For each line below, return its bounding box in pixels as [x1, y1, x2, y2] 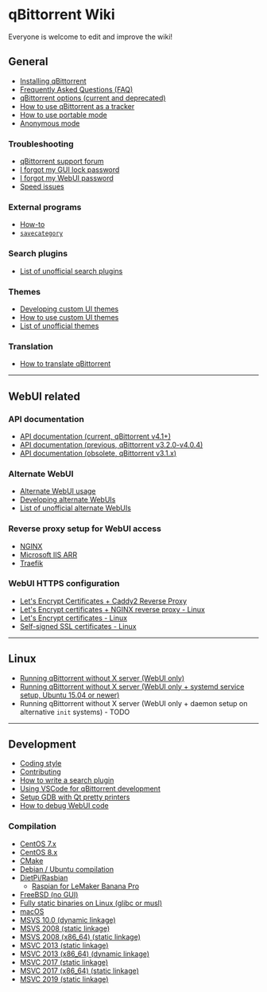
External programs [8, 201, 82, 213]
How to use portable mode [19, 110, 107, 119]
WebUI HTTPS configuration [8, 578, 120, 589]
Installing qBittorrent [19, 76, 87, 85]
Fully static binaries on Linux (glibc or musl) [19, 898, 163, 908]
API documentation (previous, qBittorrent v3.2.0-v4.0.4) [19, 439, 203, 449]
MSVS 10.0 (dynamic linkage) [19, 915, 117, 924]
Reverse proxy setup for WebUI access [8, 523, 161, 534]
